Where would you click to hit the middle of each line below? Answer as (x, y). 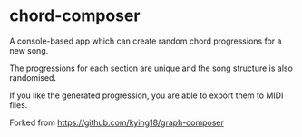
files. (19, 104)
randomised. (33, 77)
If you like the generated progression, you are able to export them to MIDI (146, 95)
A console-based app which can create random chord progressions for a (146, 41)
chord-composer (75, 16)
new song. (29, 50)
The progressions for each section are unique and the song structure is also (151, 68)
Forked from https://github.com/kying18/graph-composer (117, 122)
